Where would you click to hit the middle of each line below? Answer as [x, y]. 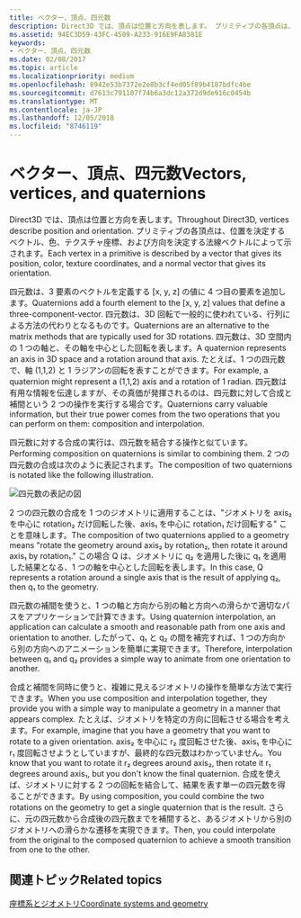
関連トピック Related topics [86, 880]
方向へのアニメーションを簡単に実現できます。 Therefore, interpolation [163, 648]
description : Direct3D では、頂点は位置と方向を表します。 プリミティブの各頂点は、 [152, 26]
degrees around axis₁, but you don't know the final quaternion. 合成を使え [145, 773]
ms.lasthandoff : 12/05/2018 [62, 118]
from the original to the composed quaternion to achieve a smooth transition [150, 840]
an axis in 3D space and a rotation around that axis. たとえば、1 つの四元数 [147, 359]
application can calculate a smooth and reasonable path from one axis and [147, 626]
